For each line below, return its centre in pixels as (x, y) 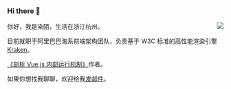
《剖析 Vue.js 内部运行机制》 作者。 (57, 64)
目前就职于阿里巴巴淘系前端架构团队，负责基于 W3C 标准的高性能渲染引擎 (112, 41)
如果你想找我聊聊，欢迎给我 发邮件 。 (58, 79)
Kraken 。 (20, 50)
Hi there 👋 (24, 11)
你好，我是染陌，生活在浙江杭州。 (55, 27)
